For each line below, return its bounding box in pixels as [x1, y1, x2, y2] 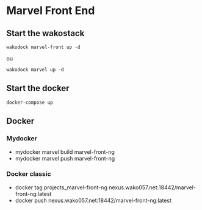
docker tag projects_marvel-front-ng [15, 184, 108, 191]
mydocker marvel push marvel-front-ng [15, 154, 115, 162]
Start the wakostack [6, 28, 85, 38]
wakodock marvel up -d [6, 67, 64, 73]
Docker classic [6, 170, 51, 178]
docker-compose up [6, 99, 53, 106]
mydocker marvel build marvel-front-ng [15, 148, 115, 156]
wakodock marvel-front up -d [6, 44, 81, 50]
